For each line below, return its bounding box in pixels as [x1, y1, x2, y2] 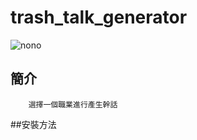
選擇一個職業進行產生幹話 [28, 99, 118, 110]
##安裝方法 [10, 118, 57, 130]
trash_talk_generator [10, 6, 188, 29]
